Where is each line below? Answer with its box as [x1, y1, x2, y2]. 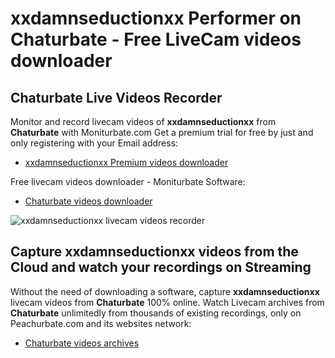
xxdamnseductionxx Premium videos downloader [24, 157, 229, 168]
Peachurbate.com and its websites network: [10, 317, 192, 329]
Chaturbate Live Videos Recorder [10, 89, 223, 106]
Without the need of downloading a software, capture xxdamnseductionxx [10, 285, 320, 297]
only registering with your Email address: [10, 137, 179, 149]
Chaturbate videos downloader [24, 195, 153, 207]
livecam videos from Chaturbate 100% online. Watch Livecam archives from [10, 296, 325, 308]
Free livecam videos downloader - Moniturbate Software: [10, 176, 246, 187]
